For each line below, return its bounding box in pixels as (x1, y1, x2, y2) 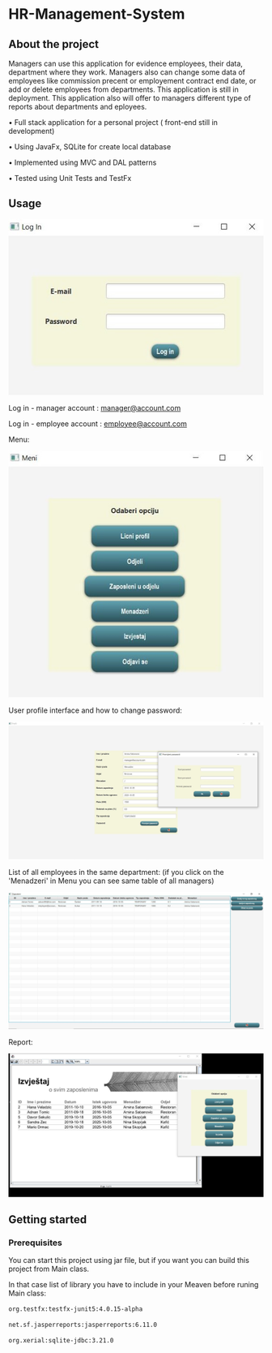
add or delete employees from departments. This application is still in (8, 84, 239, 94)
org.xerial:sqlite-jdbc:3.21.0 (8, 1337, 114, 1345)
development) (8, 127, 55, 136)
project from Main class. (8, 1264, 90, 1274)
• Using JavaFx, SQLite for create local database (8, 142, 172, 151)
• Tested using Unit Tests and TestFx (8, 174, 132, 183)
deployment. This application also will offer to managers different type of (8, 93, 251, 102)
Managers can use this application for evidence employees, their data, (8, 58, 243, 68)
